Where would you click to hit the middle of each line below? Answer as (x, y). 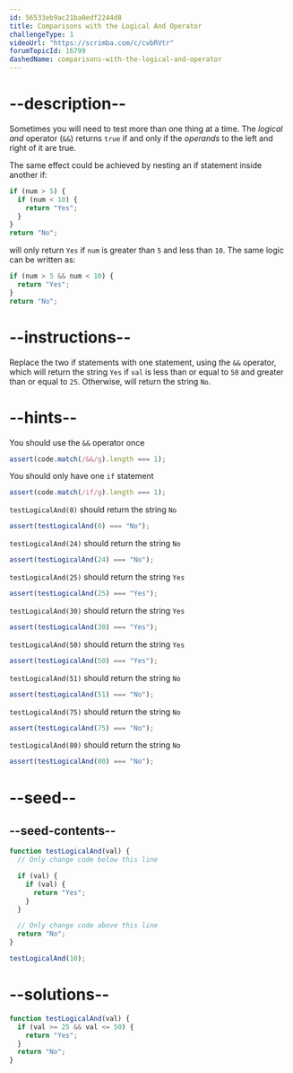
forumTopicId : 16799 (48, 51)
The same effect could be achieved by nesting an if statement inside (136, 165)
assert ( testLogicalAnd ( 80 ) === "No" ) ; (82, 762)
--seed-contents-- (63, 831)
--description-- (68, 104)
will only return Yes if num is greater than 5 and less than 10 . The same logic (146, 250)
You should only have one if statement (82, 476)
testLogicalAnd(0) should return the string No (93, 510)
